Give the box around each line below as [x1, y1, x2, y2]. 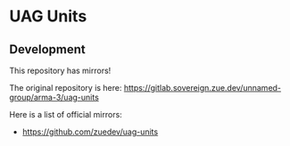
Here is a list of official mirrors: [9, 109, 122, 119]
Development [9, 42, 87, 57]
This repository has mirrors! [9, 65, 112, 76]
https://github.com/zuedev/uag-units [21, 126, 159, 137]
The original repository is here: [9, 83, 122, 93]
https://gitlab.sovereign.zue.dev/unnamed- [123, 83, 282, 93]
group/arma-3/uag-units [9, 92, 100, 102]
